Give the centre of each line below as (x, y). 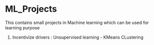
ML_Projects (31, 9)
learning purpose (23, 27)
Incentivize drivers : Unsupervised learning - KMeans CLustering (78, 37)
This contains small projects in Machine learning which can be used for (77, 22)
